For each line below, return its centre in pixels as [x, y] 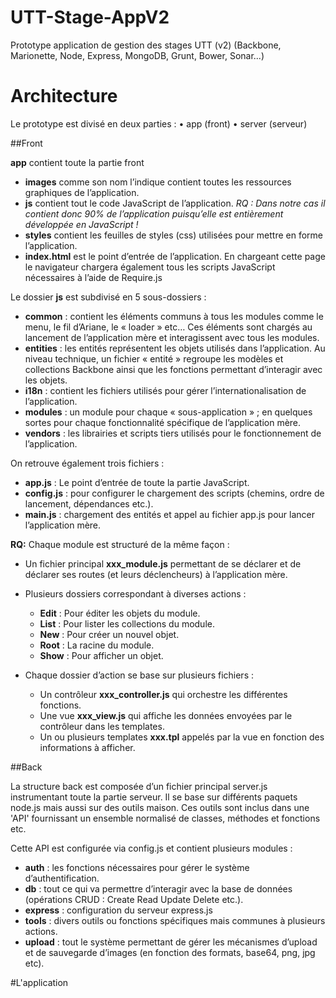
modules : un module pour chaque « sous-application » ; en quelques [168, 412]
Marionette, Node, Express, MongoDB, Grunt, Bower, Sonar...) [137, 55]
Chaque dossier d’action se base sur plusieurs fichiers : [139, 675]
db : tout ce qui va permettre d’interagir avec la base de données [158, 888]
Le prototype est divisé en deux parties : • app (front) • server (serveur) [159, 123]
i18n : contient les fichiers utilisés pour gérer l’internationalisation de [165, 390]
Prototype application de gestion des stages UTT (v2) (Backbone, [146, 45]
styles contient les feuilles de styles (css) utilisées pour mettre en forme [173, 235]
